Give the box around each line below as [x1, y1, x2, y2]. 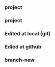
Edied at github [4, 43, 42, 50]
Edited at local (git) [4, 30, 51, 37]
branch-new [4, 56, 35, 63]
